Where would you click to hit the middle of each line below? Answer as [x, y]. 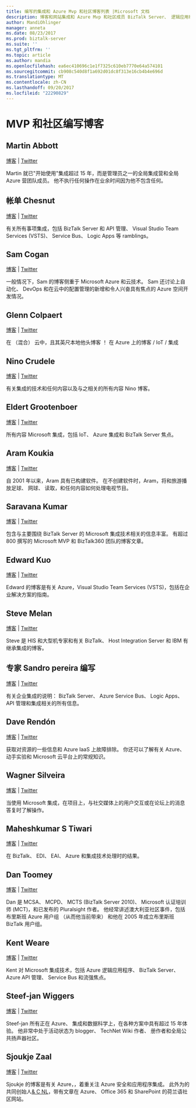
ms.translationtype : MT [35, 77]
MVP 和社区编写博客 [55, 124]
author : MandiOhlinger [34, 22]
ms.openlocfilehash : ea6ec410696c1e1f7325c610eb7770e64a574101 [85, 66]
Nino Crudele [31, 361]
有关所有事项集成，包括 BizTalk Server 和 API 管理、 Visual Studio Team [92, 228]
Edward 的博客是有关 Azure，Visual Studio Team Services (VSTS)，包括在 [95, 587]
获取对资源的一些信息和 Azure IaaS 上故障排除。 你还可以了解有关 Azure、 [95, 749]
